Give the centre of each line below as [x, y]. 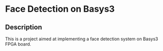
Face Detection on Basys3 [60, 9]
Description [24, 27]
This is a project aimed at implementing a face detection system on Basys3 [82, 39]
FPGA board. [18, 44]
